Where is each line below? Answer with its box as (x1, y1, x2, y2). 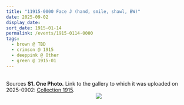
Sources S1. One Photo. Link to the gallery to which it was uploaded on (6, 80, 178, 87)
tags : (6, 36, 19, 42)
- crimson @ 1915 (11, 47, 54, 53)
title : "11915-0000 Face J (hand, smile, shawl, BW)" (6, 8, 141, 15)
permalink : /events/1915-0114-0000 (6, 31, 93, 36)
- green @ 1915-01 (11, 57, 57, 63)
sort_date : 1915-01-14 (6, 25, 62, 31)
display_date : (6, 19, 41, 25)
